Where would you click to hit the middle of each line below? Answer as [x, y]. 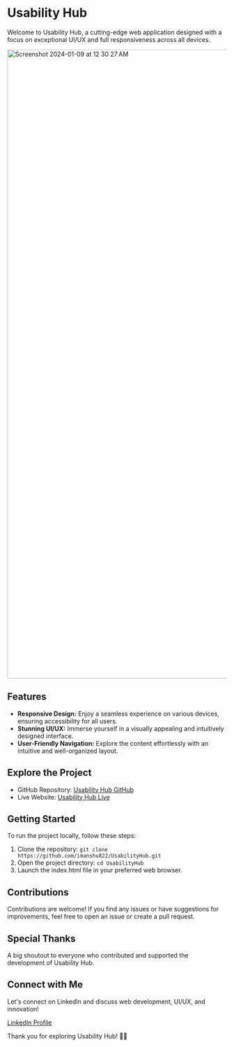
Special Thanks [41, 938]
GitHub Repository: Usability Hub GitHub [76, 789]
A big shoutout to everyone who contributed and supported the [98, 955]
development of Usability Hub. [51, 963]
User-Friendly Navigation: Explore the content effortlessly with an [113, 743]
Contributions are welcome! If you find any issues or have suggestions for [113, 909]
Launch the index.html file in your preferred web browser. [100, 870]
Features [27, 697]
